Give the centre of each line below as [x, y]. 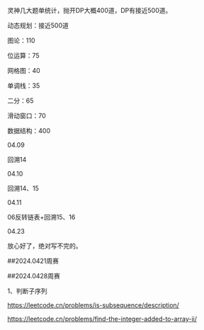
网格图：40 [24, 70]
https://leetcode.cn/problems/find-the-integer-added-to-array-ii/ [102, 319]
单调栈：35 [24, 86]
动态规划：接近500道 [38, 25]
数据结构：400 [29, 131]
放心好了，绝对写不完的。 [45, 246]
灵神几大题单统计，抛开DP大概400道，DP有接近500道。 [90, 10]
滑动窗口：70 [27, 116]
